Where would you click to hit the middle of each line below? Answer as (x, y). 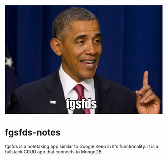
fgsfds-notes (33, 133)
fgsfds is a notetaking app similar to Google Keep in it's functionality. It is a (82, 147)
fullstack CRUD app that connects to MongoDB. (54, 152)
